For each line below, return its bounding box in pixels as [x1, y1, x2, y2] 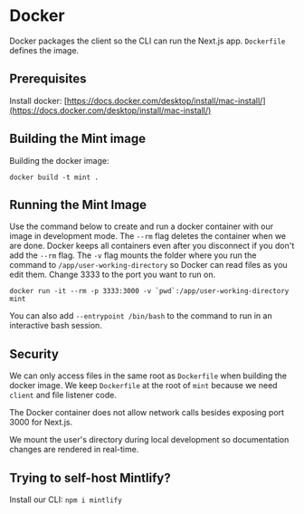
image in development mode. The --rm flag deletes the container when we [9, 231, 287, 242]
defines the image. [9, 44, 80, 55]
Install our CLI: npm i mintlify [9, 494, 122, 505]
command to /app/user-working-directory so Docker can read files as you [9, 260, 288, 271]
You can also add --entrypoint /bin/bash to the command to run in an [9, 310, 273, 321]
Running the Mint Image [9, 196, 147, 213]
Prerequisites [9, 71, 87, 87]
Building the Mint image [9, 131, 147, 147]
